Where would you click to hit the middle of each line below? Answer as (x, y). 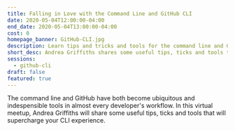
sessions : (22, 59)
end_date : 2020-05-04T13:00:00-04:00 (62, 26)
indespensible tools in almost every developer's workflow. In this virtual (110, 106)
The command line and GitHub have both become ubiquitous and (101, 98)
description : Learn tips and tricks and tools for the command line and (115, 46)
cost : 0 (19, 33)
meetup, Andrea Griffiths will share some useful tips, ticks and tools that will (116, 113)
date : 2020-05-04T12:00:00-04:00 (56, 20)
